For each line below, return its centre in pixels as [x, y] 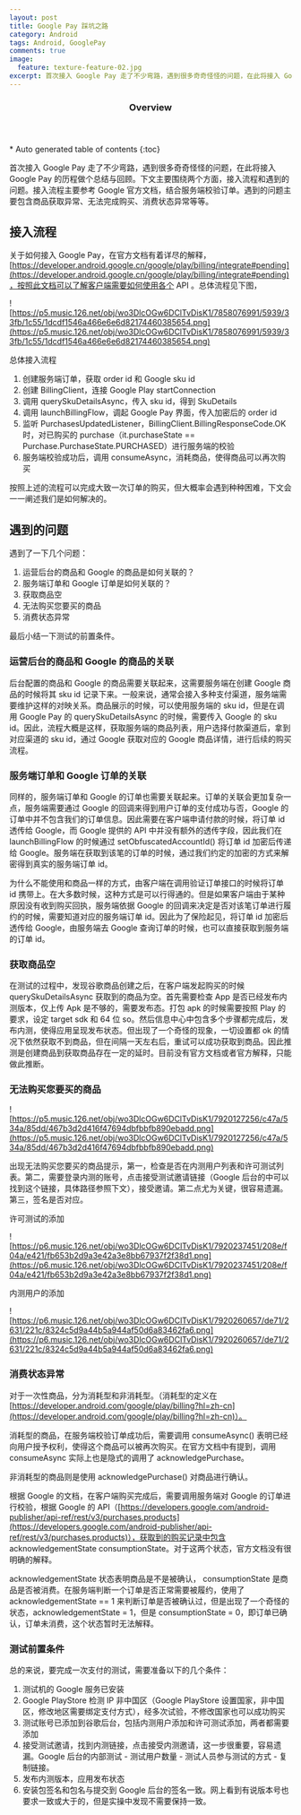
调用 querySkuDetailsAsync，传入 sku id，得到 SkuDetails [129, 402]
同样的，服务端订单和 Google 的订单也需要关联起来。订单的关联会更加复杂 [146, 796]
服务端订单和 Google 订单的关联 [78, 775]
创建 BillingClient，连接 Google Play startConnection [119, 390]
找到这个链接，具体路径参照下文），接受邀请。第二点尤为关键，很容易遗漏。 [149, 1188]
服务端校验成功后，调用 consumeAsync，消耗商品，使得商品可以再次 [150, 457]
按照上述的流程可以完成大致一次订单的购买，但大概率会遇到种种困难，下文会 [150, 488]
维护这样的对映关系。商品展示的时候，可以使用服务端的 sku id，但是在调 [150, 705]
